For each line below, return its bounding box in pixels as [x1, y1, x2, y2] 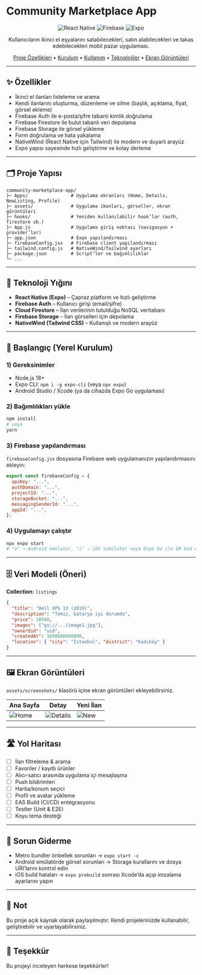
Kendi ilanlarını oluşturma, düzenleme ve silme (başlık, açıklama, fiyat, [14, 99, 188, 107]
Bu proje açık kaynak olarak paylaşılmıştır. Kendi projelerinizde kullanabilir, [6, 917, 190, 924]
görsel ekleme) [14, 106, 52, 113]
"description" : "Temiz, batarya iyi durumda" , [11, 611, 130, 617]
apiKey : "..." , [11, 479, 50, 485]
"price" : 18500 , [11, 616, 52, 622]
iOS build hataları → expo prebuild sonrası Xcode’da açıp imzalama [14, 871, 182, 879]
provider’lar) [6, 229, 42, 236]
